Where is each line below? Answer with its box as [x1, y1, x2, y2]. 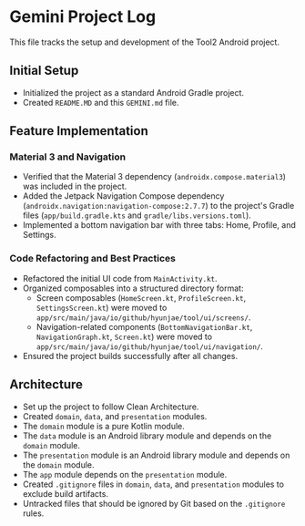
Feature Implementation [9, 123, 148, 139]
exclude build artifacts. [22, 488, 109, 499]
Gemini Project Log [9, 6, 157, 27]
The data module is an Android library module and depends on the [22, 430, 272, 441]
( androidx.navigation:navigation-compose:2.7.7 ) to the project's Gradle [22, 201, 295, 211]
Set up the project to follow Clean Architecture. [22, 401, 199, 412]
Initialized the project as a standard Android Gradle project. [22, 87, 244, 98]
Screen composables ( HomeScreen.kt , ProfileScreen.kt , [36, 292, 247, 303]
